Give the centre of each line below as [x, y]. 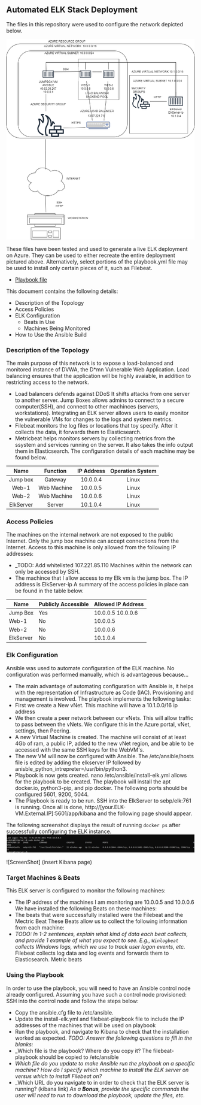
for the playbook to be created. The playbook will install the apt [93, 782]
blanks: [24, 1044]
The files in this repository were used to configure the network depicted [95, 24]
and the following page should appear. [145, 813]
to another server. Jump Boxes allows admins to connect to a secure [99, 400]
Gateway [56, 479]
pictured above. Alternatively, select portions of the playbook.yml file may [97, 261]
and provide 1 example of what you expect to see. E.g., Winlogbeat [97, 940]
